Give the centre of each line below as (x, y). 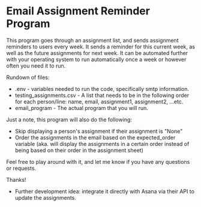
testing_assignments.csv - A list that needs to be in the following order (102, 95)
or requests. (21, 168)
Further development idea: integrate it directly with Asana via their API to (105, 191)
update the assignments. (46, 197)
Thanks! (16, 179)
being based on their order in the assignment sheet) (79, 150)
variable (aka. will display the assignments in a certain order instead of (102, 144)
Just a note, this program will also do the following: (69, 119)
